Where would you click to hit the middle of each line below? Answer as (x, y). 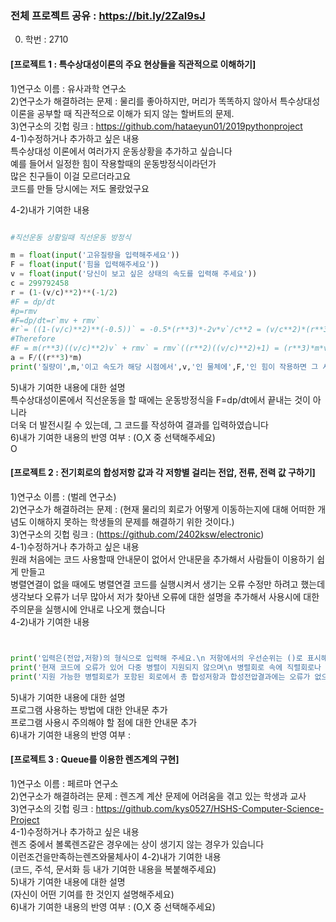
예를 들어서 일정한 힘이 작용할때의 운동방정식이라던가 (113, 163)
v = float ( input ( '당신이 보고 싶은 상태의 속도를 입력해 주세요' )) (134, 274)
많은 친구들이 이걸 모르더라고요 (71, 176)
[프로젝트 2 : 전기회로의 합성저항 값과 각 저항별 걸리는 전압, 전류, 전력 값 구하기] (163, 473)
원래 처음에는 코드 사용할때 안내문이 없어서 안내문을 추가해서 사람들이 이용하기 (162, 559)
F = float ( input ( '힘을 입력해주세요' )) (85, 265)
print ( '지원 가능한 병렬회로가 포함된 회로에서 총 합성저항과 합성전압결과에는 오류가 (160, 677)
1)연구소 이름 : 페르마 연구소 (64, 783)
